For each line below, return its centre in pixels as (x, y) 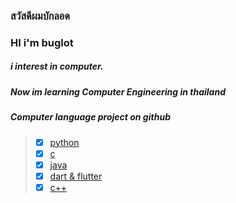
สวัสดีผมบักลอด (40, 16)
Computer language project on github (90, 117)
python (64, 142)
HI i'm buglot (42, 42)
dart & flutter (76, 176)
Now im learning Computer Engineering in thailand (118, 91)
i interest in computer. (57, 66)
